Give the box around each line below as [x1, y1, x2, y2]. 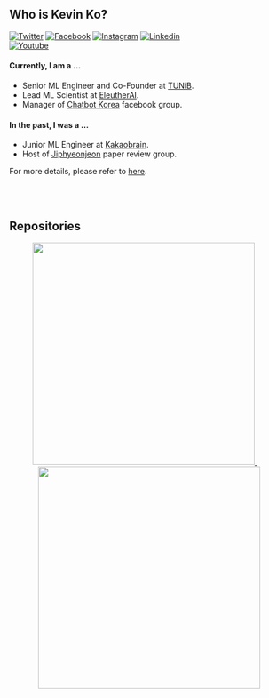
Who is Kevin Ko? [9, 7, 108, 22]
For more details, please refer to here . [9, 166, 147, 177]
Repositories [9, 218, 82, 234]
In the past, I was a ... [9, 119, 89, 130]
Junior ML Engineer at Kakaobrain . [21, 140, 149, 150]
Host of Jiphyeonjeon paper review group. [21, 148, 178, 159]
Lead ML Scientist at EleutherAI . [21, 90, 139, 100]
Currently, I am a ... [9, 60, 82, 71]
